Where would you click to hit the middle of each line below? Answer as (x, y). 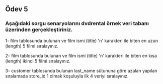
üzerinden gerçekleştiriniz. (39, 29)
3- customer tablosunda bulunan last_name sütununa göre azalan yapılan (81, 70)
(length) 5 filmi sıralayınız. (32, 46)
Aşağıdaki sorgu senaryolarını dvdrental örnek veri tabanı (77, 23)
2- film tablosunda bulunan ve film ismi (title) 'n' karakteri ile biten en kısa (81, 55)
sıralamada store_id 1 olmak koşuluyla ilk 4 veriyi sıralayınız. (67, 76)
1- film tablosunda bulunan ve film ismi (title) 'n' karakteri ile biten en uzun (82, 40)
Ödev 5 (17, 9)
